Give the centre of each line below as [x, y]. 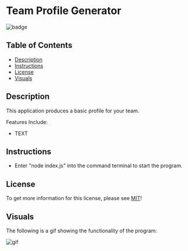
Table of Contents [39, 45]
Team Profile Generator [64, 11]
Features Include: [27, 122]
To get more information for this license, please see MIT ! [74, 198]
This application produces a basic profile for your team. [73, 111]
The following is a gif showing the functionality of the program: [82, 231]
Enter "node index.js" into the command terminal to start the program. [98, 166]
